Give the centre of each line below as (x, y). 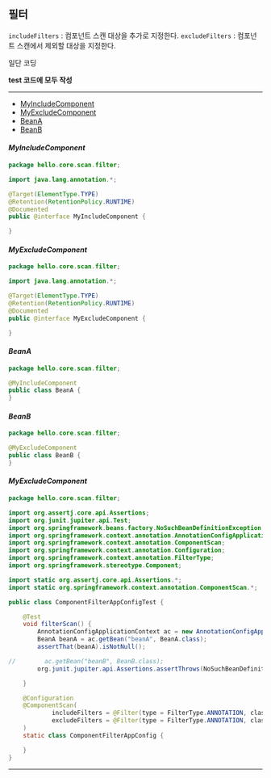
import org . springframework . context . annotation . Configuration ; (117, 551)
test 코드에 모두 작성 (40, 80)
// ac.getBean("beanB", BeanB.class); (86, 661)
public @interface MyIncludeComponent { (77, 217)
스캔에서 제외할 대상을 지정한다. (66, 45)
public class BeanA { (45, 390)
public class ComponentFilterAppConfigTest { (86, 602)
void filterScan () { (57, 625)
